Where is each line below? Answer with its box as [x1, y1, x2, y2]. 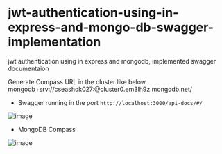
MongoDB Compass [17, 125, 76, 133]
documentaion [8, 64, 49, 73]
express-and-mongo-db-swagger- [8, 19, 214, 35]
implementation [8, 35, 101, 50]
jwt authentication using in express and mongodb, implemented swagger [8, 57, 216, 65]
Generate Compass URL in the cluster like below [8, 77, 146, 86]
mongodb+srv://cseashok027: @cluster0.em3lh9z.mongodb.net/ [8, 85, 193, 93]
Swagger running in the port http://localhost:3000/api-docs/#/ [17, 98, 203, 106]
